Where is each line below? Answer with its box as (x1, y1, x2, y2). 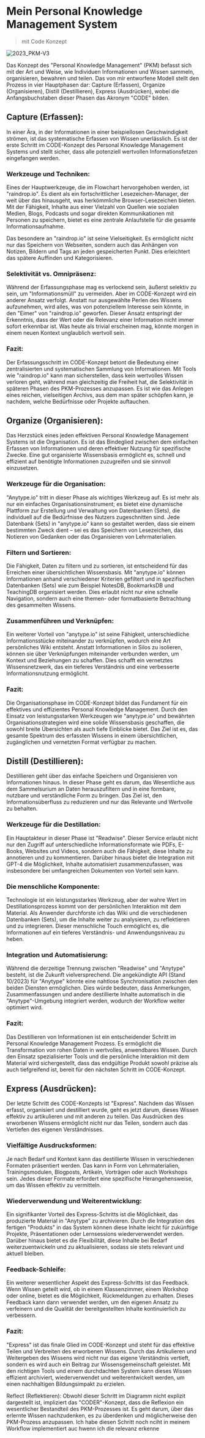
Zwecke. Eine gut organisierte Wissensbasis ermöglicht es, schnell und (6, 451, 186, 459)
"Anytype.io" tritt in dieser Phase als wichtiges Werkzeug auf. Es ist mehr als (6, 493, 199, 501)
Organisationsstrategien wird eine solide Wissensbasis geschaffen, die (6, 719, 185, 726)
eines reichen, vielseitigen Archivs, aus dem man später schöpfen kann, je (6, 391, 194, 399)
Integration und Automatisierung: (6, 950, 108, 959)
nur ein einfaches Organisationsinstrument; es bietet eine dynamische (6, 500, 183, 507)
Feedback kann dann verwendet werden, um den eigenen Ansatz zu (6, 1299, 179, 1306)
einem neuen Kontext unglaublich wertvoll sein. (6, 329, 126, 337)
